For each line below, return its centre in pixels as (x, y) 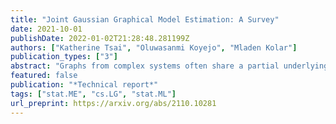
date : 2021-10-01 (46, 29)
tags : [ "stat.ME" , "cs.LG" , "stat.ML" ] (93, 94)
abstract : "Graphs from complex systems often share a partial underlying (169, 66)
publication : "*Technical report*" (84, 85)
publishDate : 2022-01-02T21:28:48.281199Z (100, 38)
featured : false (44, 76)
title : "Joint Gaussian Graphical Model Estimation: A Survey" (145, 19)
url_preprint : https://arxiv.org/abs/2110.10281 (113, 103)
